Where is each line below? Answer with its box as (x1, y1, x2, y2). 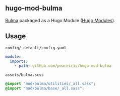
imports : (10, 59, 28, 64)
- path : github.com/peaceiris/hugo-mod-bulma (14, 63, 112, 68)
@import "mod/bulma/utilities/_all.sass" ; (5, 81, 96, 86)
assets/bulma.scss (5, 72, 44, 77)
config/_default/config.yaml (5, 45, 67, 50)
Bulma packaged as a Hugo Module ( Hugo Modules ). (5, 17, 115, 23)
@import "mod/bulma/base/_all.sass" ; (5, 86, 85, 91)
